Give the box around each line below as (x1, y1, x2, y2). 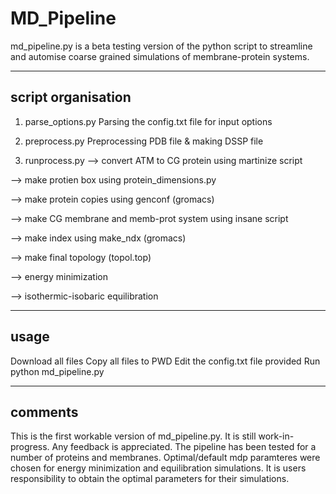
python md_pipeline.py (10, 365, 105, 377)
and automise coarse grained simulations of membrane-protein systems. (10, 50, 310, 62)
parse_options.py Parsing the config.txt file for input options (24, 115, 273, 127)
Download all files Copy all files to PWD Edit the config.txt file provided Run (10, 355, 321, 367)
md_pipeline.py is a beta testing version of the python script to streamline (10, 40, 313, 52)
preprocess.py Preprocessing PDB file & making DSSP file (24, 135, 264, 147)
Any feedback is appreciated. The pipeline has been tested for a (51, 441, 317, 453)
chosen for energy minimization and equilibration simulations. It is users (10, 462, 307, 474)
